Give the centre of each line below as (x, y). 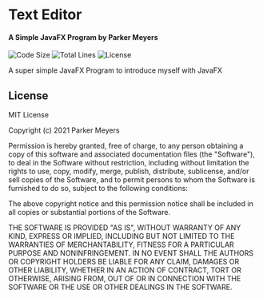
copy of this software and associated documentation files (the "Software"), (132, 154)
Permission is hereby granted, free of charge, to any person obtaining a (126, 146)
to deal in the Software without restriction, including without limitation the (129, 163)
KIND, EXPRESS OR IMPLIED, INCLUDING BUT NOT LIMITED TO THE (122, 236)
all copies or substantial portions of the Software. (89, 213)
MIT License (29, 115)
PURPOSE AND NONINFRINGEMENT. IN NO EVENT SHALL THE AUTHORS (131, 253)
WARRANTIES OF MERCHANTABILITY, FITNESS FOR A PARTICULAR (121, 244)
